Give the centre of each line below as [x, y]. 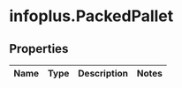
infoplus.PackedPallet [91, 16]
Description [103, 73]
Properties [39, 49]
